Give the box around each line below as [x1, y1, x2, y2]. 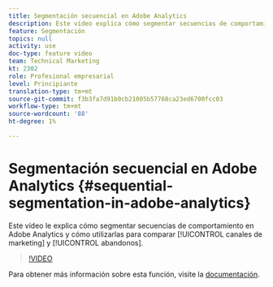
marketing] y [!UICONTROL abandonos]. [8, 238, 144, 247]
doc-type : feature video [8, 49, 93, 58]
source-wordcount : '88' [8, 110, 89, 118]
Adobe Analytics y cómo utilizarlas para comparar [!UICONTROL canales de [8, 229, 262, 239]
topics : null [8, 34, 53, 43]
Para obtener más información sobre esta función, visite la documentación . [8, 269, 260, 279]
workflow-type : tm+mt [8, 102, 82, 110]
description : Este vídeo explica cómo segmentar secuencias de [8, 19, 227, 28]
